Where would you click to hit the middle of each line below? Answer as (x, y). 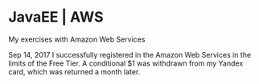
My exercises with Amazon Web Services (77, 39)
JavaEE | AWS (56, 17)
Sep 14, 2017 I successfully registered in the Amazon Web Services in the (130, 54)
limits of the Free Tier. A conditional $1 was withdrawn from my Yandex (126, 63)
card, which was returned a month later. (74, 71)
